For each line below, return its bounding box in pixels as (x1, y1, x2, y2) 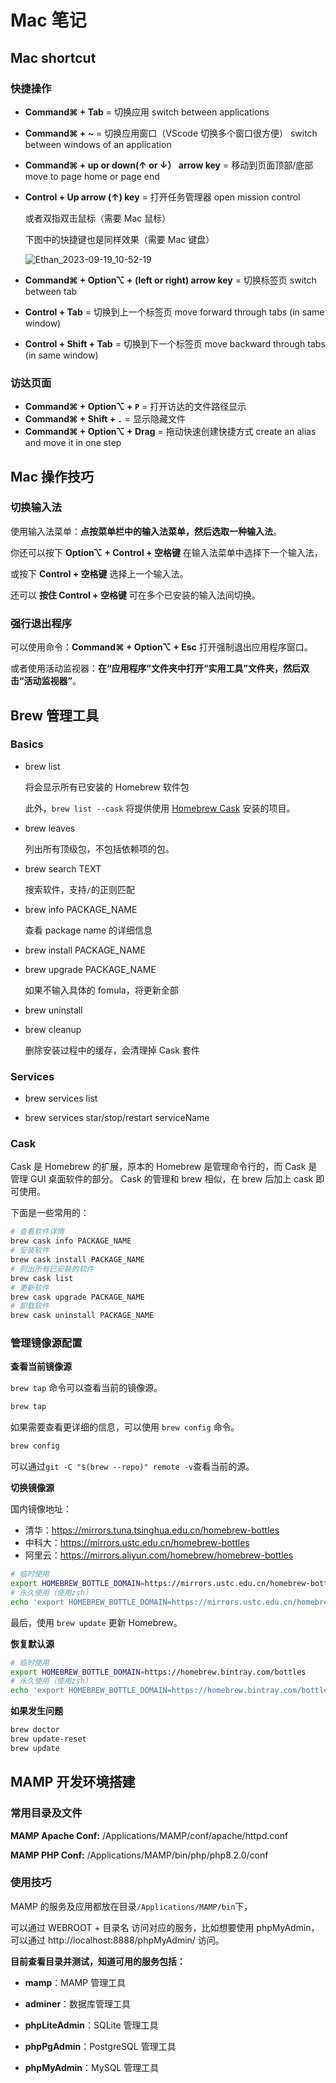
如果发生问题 (10, 1705, 63, 1717)
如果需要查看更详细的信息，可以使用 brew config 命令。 (10, 1421, 240, 1433)
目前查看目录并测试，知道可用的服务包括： (10, 1955, 186, 1967)
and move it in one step (24, 437, 122, 449)
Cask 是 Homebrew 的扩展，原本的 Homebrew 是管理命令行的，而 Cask (10, 1161, 307, 1173)
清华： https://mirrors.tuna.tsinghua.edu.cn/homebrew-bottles (24, 1524, 280, 1536)
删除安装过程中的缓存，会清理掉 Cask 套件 (24, 1044, 200, 1056)
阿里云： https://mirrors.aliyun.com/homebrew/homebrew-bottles (24, 1549, 294, 1561)
